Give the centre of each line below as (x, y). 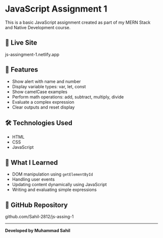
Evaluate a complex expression (43, 102)
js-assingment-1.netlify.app (32, 54)
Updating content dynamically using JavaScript (59, 185)
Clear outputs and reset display (43, 107)
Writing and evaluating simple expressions (54, 190)
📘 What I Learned (32, 163)
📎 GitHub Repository (36, 205)
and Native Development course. (38, 27)
